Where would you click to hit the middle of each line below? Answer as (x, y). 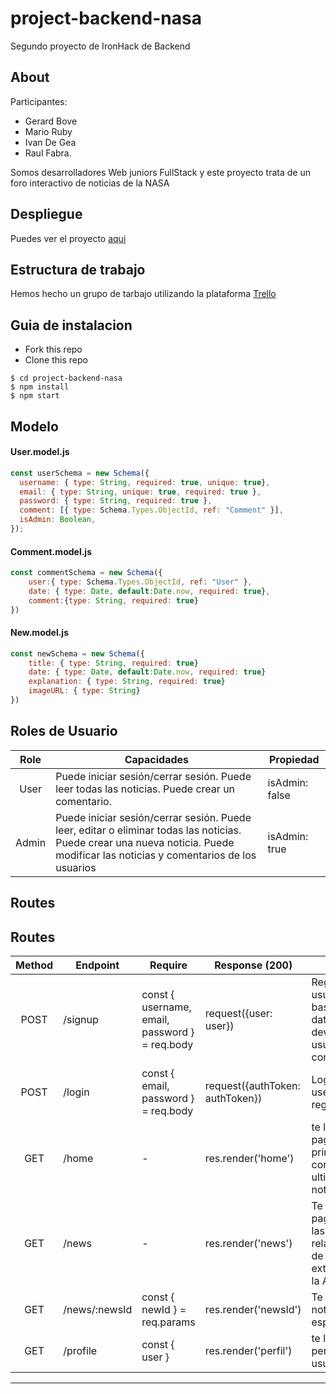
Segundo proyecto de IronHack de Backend (100, 46)
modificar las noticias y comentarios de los (156, 855)
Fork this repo (53, 349)
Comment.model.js (51, 551)
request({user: (238, 1013)
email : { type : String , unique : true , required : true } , (140, 492)
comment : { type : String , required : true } (113, 600)
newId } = (164, 1309)
